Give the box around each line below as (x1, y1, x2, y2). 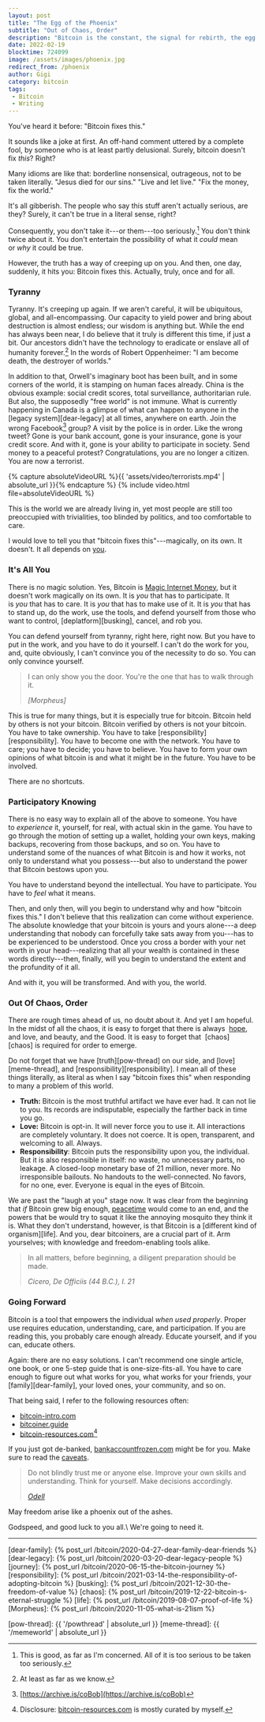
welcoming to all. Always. (19, 1139, 103, 1148)
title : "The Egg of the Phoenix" (8, 19, 118, 27)
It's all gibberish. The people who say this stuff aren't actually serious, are (8, 201, 248, 210)
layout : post (8, 11, 51, 20)
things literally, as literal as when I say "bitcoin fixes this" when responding (8, 1073, 251, 1082)
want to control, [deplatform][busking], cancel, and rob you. (8, 616, 203, 625)
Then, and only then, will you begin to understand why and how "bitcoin (8, 903, 242, 913)
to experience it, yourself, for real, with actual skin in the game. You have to (8, 822, 252, 832)
